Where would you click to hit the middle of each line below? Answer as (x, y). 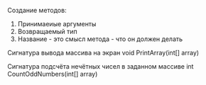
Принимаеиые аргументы (57, 24)
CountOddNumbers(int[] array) (53, 74)
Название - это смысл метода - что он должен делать (100, 39)
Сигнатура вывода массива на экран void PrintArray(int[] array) (103, 53)
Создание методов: (37, 10)
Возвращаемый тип (48, 32)
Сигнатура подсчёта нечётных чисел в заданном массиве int (101, 66)
